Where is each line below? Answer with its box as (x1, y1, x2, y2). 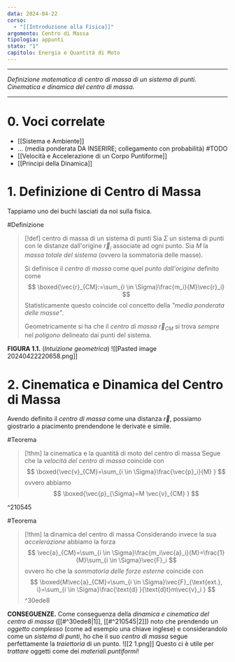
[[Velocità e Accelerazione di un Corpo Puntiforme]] (17, 151, 168, 160)
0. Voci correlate (7, 113, 106, 130)
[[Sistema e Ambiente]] (17, 137, 85, 145)
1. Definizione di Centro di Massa (7, 184, 201, 200)
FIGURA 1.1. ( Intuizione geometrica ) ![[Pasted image (7, 345, 157, 353)
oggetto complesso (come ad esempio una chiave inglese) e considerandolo (7, 625, 228, 633)
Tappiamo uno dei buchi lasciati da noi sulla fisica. (7, 207, 152, 215)
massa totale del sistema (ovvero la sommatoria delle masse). (24, 250, 204, 259)
